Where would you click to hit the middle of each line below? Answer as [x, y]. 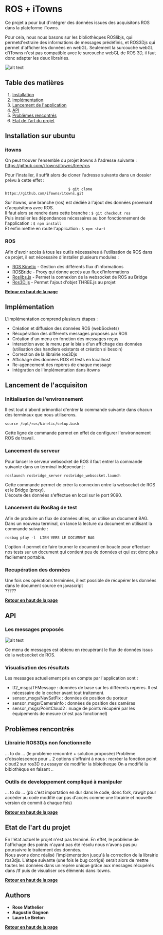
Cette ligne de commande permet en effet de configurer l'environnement [78, 433]
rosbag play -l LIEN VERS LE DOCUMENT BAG [50, 538]
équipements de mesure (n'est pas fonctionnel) [60, 714]
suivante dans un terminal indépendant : [45, 467]
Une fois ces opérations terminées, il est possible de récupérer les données [81, 581]
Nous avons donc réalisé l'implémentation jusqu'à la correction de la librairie [82, 855]
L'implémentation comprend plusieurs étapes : [52, 319]
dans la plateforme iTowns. [32, 27]
